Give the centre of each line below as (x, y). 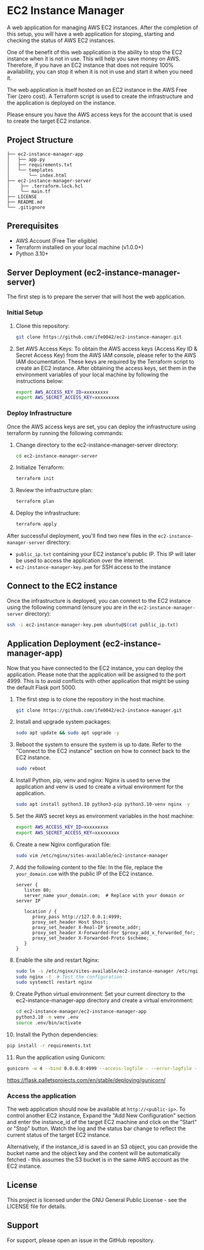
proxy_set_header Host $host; (70, 922)
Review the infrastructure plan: (54, 490)
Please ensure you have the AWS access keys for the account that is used (100, 114)
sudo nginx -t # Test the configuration (69, 977)
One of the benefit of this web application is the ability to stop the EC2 (95, 52)
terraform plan (35, 502)
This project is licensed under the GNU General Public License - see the (97, 1200)
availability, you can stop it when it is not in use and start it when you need (100, 71)
